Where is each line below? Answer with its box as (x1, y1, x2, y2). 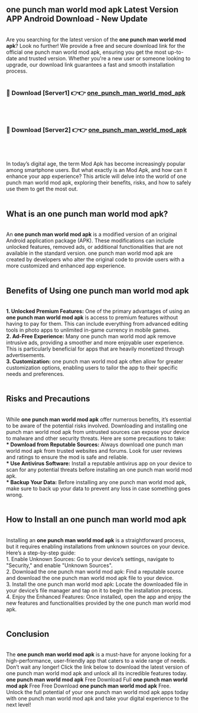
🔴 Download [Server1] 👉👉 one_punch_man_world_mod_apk (6, 89, 186, 97)
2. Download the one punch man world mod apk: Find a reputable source (6, 568, 184, 575)
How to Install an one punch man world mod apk (6, 514, 187, 525)
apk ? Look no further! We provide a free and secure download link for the (6, 42, 185, 49)
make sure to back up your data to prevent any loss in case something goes (6, 485, 191, 492)
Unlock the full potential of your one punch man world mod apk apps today (6, 689, 189, 696)
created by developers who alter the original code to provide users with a (6, 256, 185, 263)
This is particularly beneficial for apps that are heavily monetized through (6, 345, 184, 352)
